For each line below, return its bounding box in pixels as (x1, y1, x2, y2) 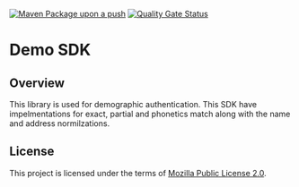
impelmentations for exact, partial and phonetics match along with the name (9, 108, 291, 119)
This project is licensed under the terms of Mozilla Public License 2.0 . (9, 167, 267, 178)
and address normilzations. (9, 118, 110, 129)
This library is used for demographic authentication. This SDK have (9, 99, 258, 109)
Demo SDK (9, 40, 92, 60)
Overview (9, 75, 66, 90)
